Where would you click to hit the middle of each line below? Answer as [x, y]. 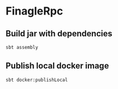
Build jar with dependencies [59, 34]
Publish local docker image [57, 66]
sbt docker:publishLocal [37, 80]
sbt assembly [22, 47]
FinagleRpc [35, 11]
